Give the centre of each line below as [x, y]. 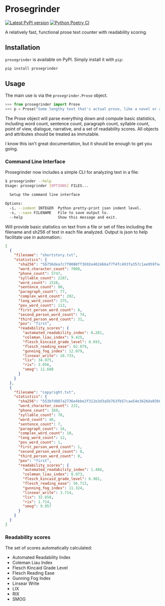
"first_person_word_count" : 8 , [50, 310]
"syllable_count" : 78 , [41, 415]
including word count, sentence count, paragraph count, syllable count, [77, 124]
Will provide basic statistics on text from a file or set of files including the [79, 226]
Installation [23, 48]
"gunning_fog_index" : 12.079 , [54, 351]
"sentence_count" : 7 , [40, 424]
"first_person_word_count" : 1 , [50, 447]
